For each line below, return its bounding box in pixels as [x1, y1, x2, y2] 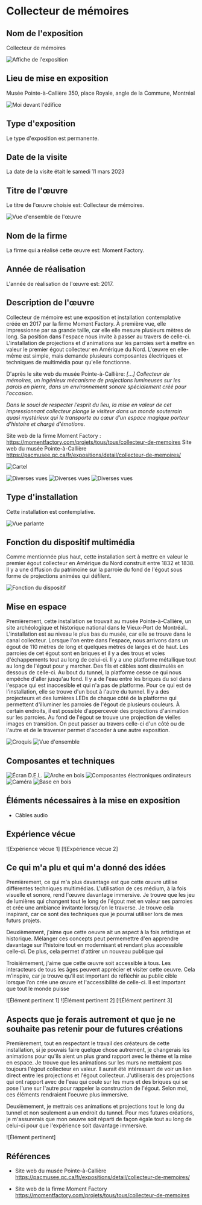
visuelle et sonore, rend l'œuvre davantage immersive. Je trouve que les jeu [6, 891, 195, 899]
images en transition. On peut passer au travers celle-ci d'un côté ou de [6, 720, 185, 727]
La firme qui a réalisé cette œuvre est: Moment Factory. [6, 247, 145, 254]
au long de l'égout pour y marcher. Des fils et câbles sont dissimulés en [6, 662, 184, 670]
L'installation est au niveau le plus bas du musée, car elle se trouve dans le [6, 630, 192, 637]
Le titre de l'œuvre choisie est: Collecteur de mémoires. [6, 201, 145, 209]
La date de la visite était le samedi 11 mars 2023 [6, 168, 125, 176]
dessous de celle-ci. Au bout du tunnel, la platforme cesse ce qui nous [6, 669, 182, 676]
